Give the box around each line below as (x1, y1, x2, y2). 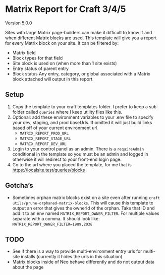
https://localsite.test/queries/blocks (12, 167, 85, 173)
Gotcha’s (5, 181, 34, 190)
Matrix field (12, 50, 36, 56)
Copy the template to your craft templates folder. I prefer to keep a (12, 103, 148, 110)
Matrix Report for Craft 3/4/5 (5, 3, 126, 15)
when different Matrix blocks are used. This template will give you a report (5, 35, 157, 41)
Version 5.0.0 (5, 20, 32, 26)
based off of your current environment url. (12, 125, 99, 131)
